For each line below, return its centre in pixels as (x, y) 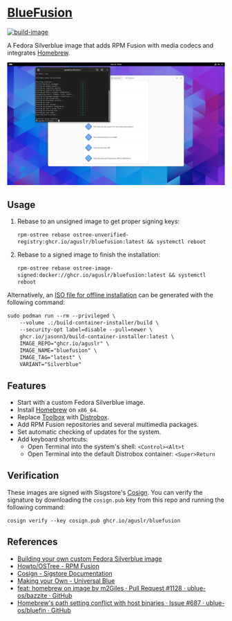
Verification (33, 476)
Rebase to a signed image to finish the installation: (89, 255)
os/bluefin (31, 610)
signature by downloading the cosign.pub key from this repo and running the (116, 500)
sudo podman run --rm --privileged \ (61, 316)
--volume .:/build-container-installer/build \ (89, 323)
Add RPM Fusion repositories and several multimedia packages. (108, 425)
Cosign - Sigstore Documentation (65, 573)
